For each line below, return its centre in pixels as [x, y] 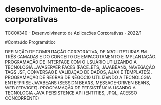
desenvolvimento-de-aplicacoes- [75, 9]
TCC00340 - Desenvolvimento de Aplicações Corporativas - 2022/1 [73, 33]
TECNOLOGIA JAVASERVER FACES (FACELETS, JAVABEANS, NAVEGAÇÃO [80, 67]
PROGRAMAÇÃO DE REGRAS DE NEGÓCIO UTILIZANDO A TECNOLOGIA [78, 77]
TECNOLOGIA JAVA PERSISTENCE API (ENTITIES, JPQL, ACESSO [71, 93]
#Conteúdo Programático [30, 42]
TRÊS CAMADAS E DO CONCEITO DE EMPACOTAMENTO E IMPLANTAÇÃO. [81, 56]
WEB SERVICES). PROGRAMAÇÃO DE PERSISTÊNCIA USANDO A [71, 87]
